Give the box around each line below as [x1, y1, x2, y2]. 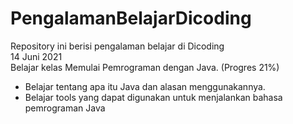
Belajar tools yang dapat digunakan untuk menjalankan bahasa [24, 91, 283, 103]
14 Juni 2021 [10, 50, 63, 62]
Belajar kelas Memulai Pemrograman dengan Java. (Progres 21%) [10, 61, 280, 73]
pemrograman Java [24, 102, 106, 114]
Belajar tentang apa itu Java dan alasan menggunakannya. [24, 80, 266, 92]
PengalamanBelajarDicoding [10, 7, 252, 30]
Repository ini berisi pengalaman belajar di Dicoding [10, 40, 225, 52]
